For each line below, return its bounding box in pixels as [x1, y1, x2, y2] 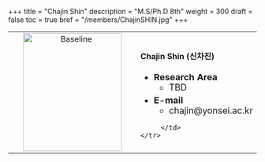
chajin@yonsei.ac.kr [168, 105, 253, 116]
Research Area [153, 71, 218, 83]
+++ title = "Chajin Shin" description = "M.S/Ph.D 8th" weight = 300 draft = [8, 7, 253, 16]
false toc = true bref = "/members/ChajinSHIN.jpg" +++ [8, 15, 188, 24]
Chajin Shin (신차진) [140, 50, 215, 61]
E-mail [153, 94, 184, 105]
